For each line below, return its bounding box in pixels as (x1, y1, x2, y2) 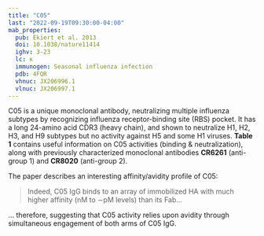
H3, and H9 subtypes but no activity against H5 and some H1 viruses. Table (8, 131, 253, 141)
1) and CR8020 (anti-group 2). (28, 157, 128, 166)
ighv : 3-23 (15, 48, 51, 56)
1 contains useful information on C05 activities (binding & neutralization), (8, 139, 244, 149)
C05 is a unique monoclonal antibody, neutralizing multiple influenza (8, 106, 230, 116)
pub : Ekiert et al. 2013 (15, 33, 97, 42)
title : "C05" (8, 11, 51, 20)
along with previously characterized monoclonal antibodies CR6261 (8, 148, 227, 157)
